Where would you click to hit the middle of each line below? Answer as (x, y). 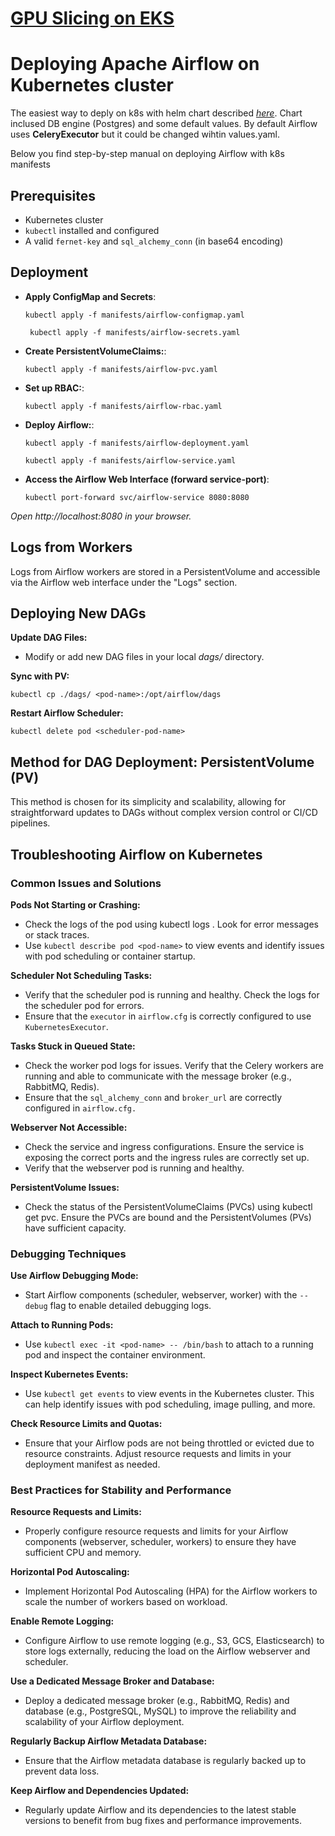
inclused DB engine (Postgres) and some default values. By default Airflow (164, 124)
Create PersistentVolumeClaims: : (95, 351)
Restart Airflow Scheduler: (67, 713)
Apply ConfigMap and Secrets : (90, 296)
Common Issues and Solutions (86, 883)
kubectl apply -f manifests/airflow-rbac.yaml (123, 406)
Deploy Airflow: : (59, 424)
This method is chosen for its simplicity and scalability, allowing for (148, 802)
